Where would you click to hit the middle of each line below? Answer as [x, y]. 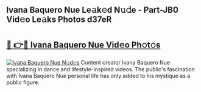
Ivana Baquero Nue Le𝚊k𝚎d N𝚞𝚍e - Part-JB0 [92, 10]
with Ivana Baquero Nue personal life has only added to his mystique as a [98, 76]
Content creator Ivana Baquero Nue [126, 62]
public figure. [23, 82]
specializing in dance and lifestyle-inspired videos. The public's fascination [100, 69]
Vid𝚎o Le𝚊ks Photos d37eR [59, 20]
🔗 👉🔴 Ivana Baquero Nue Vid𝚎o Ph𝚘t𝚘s [83, 45]
